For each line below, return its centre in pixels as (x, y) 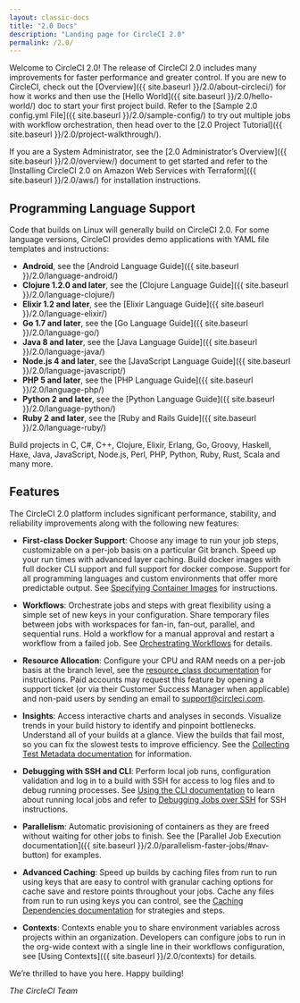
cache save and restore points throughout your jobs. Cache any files (148, 891)
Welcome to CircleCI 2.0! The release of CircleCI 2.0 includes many (133, 68)
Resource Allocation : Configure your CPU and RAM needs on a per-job (154, 660)
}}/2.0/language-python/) (69, 409)
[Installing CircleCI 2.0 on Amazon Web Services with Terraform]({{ (133, 171)
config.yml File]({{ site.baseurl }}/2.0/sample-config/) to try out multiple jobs (150, 115)
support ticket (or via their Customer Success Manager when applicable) (156, 688)
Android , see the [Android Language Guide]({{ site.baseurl (130, 266)
